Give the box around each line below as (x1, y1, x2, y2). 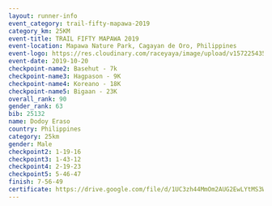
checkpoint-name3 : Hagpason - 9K (8, 72, 121, 80)
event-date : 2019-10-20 (8, 58, 89, 66)
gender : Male (8, 139, 53, 148)
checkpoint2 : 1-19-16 (8, 148, 82, 156)
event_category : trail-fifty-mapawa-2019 (8, 19, 151, 28)
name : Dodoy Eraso (8, 118, 70, 126)
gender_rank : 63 (8, 102, 63, 110)
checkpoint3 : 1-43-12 (8, 155, 82, 163)
